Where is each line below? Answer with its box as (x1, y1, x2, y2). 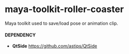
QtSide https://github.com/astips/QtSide (12, 43, 97, 49)
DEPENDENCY (5, 32, 36, 38)
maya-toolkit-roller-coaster (5, 4, 124, 15)
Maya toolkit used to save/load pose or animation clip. (5, 20, 118, 26)
